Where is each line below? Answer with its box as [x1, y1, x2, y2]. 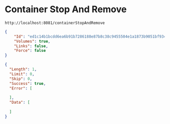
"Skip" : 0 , [9, 76, 32, 81]
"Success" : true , [9, 81, 46, 86]
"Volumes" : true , [14, 39, 51, 44]
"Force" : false [14, 48, 46, 53]
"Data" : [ [9, 100, 30, 105]
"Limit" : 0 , [9, 71, 35, 77]
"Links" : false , [14, 43, 49, 49]
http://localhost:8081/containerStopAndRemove [5, 20, 105, 25]
